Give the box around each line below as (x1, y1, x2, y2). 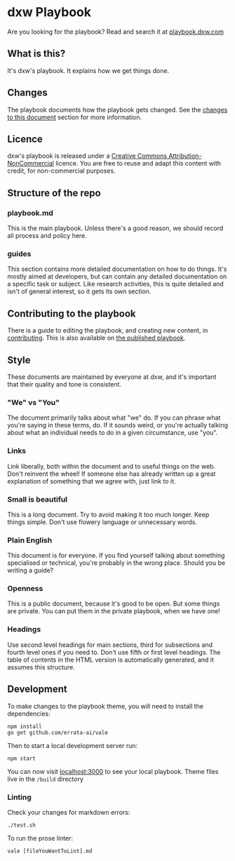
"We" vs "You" (7, 397, 60, 407)
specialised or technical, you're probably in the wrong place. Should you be (7, 559, 226, 567)
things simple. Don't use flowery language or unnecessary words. (7, 517, 198, 526)
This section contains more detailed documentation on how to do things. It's (7, 265, 227, 274)
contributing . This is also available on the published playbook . (7, 334, 186, 342)
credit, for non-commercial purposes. (7, 166, 116, 175)
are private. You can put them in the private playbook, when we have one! (7, 607, 221, 615)
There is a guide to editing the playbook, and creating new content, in (7, 326, 208, 335)
